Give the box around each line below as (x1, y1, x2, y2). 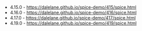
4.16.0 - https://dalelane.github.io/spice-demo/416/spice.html (10, 9, 137, 15)
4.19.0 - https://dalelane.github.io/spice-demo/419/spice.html (10, 20, 137, 26)
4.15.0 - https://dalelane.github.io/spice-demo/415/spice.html (10, 4, 136, 10)
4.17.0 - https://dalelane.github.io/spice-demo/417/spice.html (10, 15, 136, 20)
